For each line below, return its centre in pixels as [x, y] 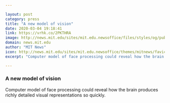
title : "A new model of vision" [39, 24]
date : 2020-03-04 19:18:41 [34, 28]
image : [12, 38]
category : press [22, 19]
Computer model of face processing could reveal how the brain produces [82, 89]
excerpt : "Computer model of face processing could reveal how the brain [85, 57]
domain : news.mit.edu [28, 43]
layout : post [19, 14]
